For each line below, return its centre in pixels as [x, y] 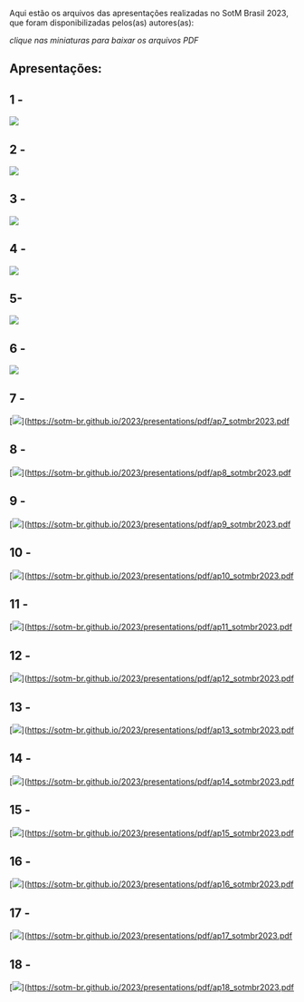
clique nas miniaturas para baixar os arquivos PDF [104, 40]
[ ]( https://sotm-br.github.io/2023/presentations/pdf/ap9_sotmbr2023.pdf [150, 524]
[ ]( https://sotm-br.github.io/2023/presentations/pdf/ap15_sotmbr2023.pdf [152, 832]
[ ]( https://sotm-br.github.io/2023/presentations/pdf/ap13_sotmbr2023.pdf [152, 730]
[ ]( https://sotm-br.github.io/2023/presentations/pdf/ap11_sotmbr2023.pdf [151, 627]
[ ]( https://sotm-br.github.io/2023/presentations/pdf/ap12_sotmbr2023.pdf [152, 678]
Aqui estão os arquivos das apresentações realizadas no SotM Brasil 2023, [149, 13]
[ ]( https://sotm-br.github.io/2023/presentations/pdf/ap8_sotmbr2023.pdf [150, 472]
